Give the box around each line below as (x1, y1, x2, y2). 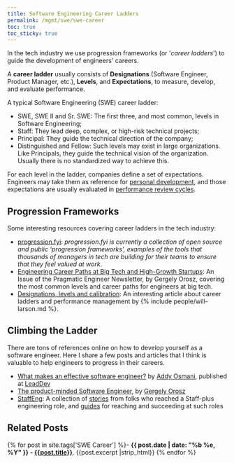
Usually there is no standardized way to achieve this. (17, 157, 170, 165)
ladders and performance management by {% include (17, 297, 173, 305)
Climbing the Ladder (7, 325, 98, 337)
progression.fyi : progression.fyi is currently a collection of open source (17, 237, 223, 246)
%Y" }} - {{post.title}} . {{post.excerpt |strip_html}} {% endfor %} (7, 448, 197, 456)
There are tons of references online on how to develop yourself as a (7, 343, 203, 352)
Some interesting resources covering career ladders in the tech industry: (7, 224, 217, 233)
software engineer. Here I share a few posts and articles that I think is (7, 351, 207, 359)
